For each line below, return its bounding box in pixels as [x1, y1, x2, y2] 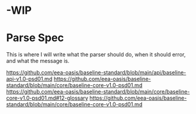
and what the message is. [6, 58, 70, 65]
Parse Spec [6, 31, 64, 45]
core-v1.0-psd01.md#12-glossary [6, 94, 89, 102]
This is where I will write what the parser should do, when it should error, [6, 51, 186, 58]
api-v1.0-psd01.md [6, 76, 53, 83]
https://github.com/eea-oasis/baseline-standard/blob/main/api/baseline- [6, 69, 186, 76]
